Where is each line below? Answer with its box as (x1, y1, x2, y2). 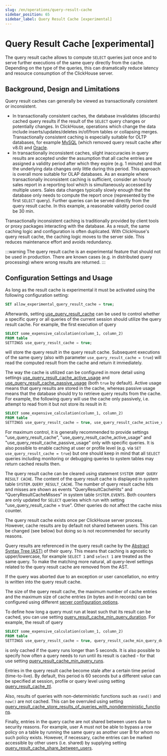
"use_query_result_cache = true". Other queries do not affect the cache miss (5, 503, 162, 508)
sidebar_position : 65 (5, 12, 50, 17)
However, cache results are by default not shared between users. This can (5, 522, 158, 528)
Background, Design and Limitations (5, 85, 120, 93)
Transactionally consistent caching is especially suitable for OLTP (12, 134, 147, 140)
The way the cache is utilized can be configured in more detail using (5, 370, 145, 376)
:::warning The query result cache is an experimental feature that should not (5, 249, 161, 254)
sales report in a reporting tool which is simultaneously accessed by (12, 182, 152, 188)
